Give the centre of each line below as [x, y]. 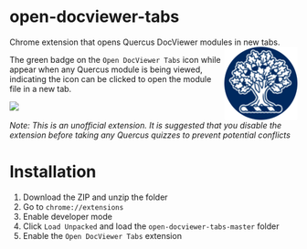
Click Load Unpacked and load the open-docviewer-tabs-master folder [151, 226]
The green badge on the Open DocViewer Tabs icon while [115, 59]
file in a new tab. [41, 88]
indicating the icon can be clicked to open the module [111, 78]
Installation [53, 172]
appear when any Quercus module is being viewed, [106, 69]
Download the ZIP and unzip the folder [95, 197]
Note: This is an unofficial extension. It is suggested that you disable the [146, 125]
